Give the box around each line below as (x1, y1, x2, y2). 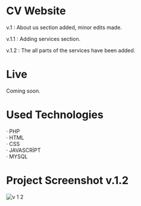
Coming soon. (6, 87, 40, 94)
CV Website (6, 4, 67, 18)
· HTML (6, 134, 24, 141)
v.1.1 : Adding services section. (6, 35, 81, 42)
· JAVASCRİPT (6, 147, 41, 154)
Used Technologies (6, 108, 104, 122)
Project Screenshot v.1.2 (6, 174, 129, 187)
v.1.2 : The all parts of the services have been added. (6, 46, 136, 54)
